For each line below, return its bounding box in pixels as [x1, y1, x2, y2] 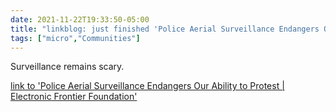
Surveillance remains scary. [10, 61, 125, 73]
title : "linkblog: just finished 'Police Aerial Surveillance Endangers [10, 24, 320, 34]
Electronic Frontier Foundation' [10, 91, 138, 103]
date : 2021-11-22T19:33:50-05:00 [10, 14, 150, 25]
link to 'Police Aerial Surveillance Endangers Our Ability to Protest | [10, 80, 285, 92]
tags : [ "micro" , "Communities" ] [10, 33, 141, 43]
